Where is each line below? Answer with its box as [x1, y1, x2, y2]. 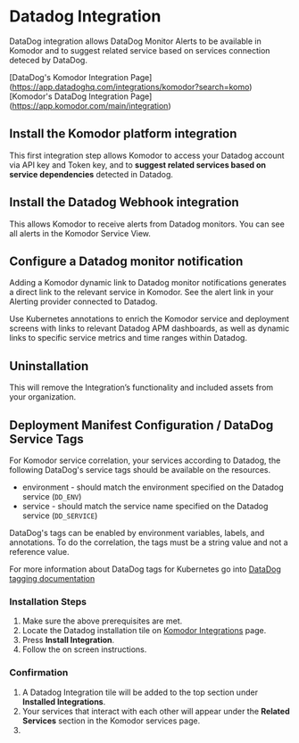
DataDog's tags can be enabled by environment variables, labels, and [9, 528, 265, 538]
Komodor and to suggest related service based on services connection [9, 45, 270, 55]
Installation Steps [9, 595, 87, 607]
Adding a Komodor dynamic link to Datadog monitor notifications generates [9, 277, 287, 288]
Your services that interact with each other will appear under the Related [21, 706, 290, 716]
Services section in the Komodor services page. [21, 715, 201, 726]
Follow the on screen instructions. [21, 644, 147, 655]
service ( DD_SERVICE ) [21, 510, 98, 521]
